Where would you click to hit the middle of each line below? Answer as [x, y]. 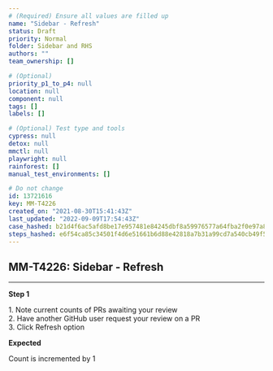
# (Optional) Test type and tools [67, 129]
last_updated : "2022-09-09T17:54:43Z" [74, 219]
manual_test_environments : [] [60, 174]
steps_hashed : [32, 234]
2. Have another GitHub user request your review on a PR [104, 319]
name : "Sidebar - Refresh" [54, 24]
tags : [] [23, 107]
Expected [25, 343]
